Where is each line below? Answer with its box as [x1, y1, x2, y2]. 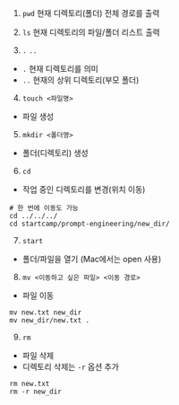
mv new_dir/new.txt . [9, 316, 90, 325]
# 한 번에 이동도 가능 [9, 204, 79, 213]
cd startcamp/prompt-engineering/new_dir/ [9, 219, 170, 228]
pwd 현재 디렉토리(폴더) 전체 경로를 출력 [21, 8, 160, 18]
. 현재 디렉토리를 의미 [21, 64, 98, 74]
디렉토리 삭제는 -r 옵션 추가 [21, 362, 119, 372]
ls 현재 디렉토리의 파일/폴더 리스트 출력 [21, 27, 160, 38]
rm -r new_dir [9, 387, 63, 396]
